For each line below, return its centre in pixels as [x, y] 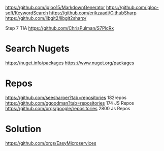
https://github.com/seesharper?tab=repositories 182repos [66, 97]
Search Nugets [37, 49]
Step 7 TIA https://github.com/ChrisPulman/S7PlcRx [60, 28]
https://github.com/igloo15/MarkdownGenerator [55, 7]
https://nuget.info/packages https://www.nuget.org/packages [70, 63]
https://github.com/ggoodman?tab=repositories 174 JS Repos [70, 103]
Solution [23, 129]
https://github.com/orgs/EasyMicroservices [51, 143]
